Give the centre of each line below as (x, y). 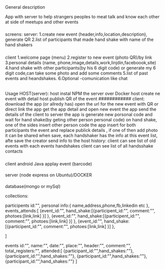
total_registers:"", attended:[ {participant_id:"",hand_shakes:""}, (69, 251)
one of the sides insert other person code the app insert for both (71, 125)
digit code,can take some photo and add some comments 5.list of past (77, 73)
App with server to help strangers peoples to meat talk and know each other (82, 17)
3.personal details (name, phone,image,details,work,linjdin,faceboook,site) (81, 62)
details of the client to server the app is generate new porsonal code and (79, 115)
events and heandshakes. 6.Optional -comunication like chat (66, 78)
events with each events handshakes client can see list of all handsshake (79, 146)
